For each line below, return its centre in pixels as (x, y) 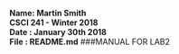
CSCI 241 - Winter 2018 (54, 22)
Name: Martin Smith (48, 13)
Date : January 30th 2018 (58, 32)
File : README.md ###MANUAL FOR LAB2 (89, 41)
